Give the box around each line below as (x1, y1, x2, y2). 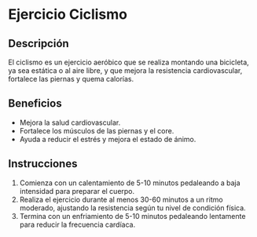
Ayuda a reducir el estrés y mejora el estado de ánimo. (19, 134, 196, 144)
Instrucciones (8, 157, 78, 170)
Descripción (8, 37, 69, 50)
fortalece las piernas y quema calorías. (8, 75, 134, 83)
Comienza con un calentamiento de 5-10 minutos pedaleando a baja (19, 178, 241, 188)
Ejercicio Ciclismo (8, 5, 128, 24)
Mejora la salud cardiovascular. (19, 118, 121, 127)
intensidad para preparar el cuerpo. (19, 186, 135, 195)
